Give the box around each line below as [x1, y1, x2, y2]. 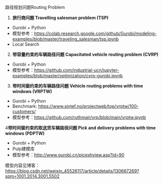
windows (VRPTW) [12, 88, 52, 94]
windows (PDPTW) [5, 130, 45, 136]
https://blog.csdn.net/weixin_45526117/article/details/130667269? [5, 168, 139, 174]
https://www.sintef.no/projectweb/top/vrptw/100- [38, 103, 139, 109]
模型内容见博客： [5, 162, 40, 168]
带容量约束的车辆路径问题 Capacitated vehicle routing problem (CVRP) [12, 51, 159, 57]
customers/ [12, 109, 36, 114]
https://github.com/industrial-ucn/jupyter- [34, 67, 120, 73]
